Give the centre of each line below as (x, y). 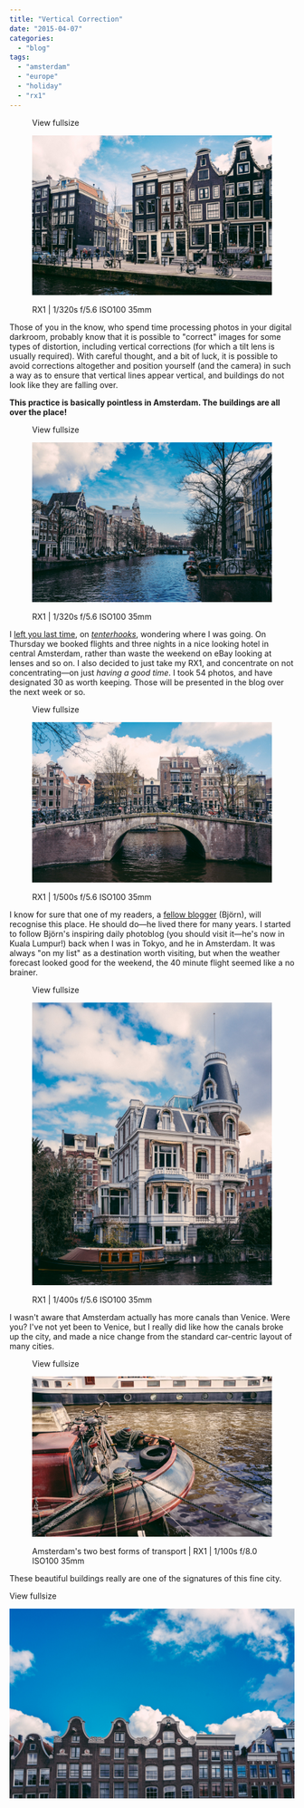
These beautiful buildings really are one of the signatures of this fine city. (146, 1578)
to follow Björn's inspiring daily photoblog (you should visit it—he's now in (147, 933)
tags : (19, 58)
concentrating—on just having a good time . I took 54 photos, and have (141, 673)
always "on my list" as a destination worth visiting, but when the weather (145, 952)
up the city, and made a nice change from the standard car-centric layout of (151, 1337)
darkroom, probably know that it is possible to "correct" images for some (146, 337)
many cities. (32, 1347)
